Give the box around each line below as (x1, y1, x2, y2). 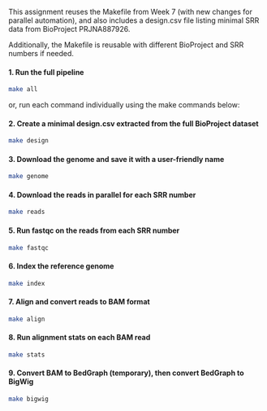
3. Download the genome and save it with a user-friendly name (8, 154, 225, 164)
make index (8, 279, 45, 287)
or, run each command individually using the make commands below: (8, 100, 240, 110)
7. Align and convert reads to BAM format (8, 297, 150, 307)
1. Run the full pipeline (8, 67, 84, 77)
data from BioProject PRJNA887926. (8, 24, 131, 33)
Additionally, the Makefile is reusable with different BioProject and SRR (8, 40, 244, 50)
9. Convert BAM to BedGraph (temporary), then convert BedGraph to (8, 368, 245, 378)
